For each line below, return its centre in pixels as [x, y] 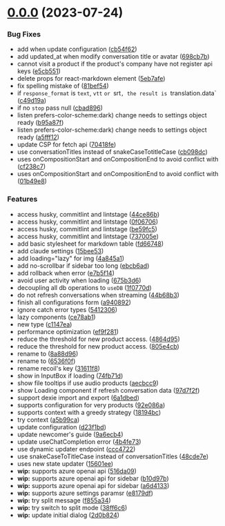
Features [22, 199]
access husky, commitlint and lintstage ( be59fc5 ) [87, 228]
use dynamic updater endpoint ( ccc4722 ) [76, 449]
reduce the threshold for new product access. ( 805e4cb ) [98, 346]
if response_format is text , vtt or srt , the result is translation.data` [117, 93]
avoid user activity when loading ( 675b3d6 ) [79, 280]
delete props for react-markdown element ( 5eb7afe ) [91, 79]
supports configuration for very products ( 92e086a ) [91, 405]
